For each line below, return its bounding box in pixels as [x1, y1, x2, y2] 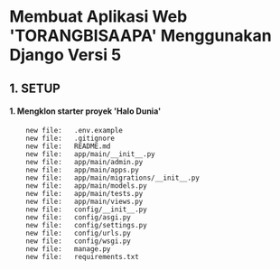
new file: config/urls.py [25, 228, 131, 237]
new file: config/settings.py [25, 220, 147, 229]
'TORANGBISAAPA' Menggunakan [9, 25, 273, 46]
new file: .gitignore [25, 134, 116, 143]
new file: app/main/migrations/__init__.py [25, 173, 201, 182]
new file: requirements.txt [25, 252, 140, 261]
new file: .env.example [25, 126, 124, 135]
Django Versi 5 [9, 45, 122, 65]
